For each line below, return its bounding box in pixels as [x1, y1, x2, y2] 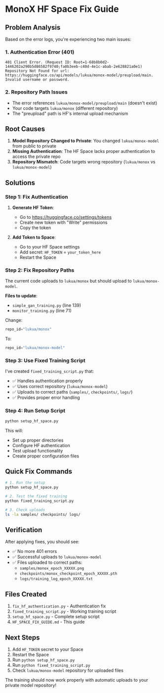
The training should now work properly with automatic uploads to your [5, 677, 148, 683]
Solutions [5, 178, 36, 187]
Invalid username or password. [5, 77, 70, 82]
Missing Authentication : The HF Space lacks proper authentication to [12, 148, 156, 154]
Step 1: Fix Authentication [5, 193, 68, 200]
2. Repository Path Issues [5, 89, 68, 96]
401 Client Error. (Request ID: [5, 60, 72, 65]
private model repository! [5, 682, 57, 689]
